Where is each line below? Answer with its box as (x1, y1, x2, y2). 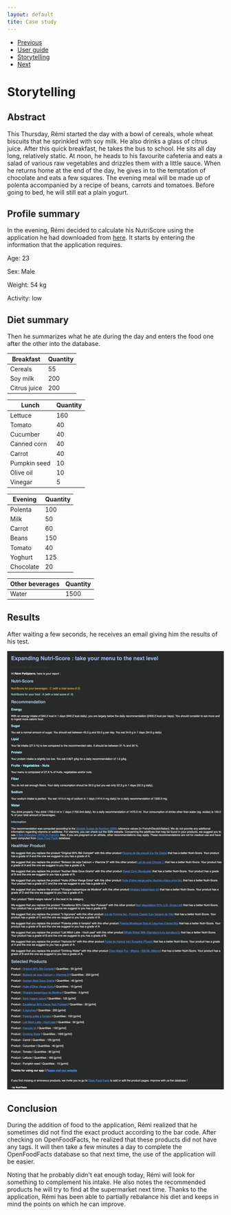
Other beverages (10, 580, 60, 588)
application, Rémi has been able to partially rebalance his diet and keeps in (7, 1193, 219, 1201)
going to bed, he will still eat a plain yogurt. (7, 188, 129, 196)
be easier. (7, 1157, 36, 1165)
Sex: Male (7, 267, 36, 276)
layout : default (7, 11, 54, 18)
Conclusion (7, 1103, 58, 1115)
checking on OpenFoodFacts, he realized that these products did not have (7, 1135, 217, 1144)
